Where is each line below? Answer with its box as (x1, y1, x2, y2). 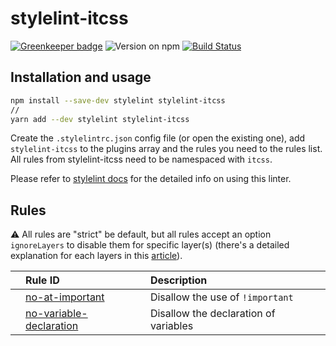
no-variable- (25, 307, 88, 321)
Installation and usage (10, 69, 152, 86)
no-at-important (25, 290, 105, 304)
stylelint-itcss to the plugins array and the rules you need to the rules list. (10, 143, 323, 155)
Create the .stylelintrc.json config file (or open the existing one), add (10, 132, 306, 144)
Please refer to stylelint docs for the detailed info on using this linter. (10, 173, 292, 185)
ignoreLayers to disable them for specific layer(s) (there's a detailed (10, 239, 290, 251)
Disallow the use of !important (149, 290, 294, 304)
